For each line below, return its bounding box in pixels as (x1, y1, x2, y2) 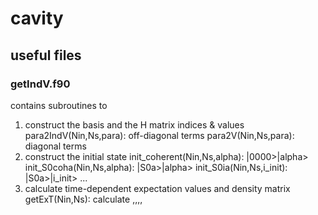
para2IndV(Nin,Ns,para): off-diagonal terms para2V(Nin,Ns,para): (24, 129, 295, 141)
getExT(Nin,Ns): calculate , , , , (24, 193, 143, 205)
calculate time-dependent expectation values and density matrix (24, 182, 291, 194)
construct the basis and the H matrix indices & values (24, 118, 245, 131)
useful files (10, 47, 82, 64)
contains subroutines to (10, 99, 108, 111)
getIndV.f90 (10, 77, 71, 91)
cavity (10, 7, 64, 30)
